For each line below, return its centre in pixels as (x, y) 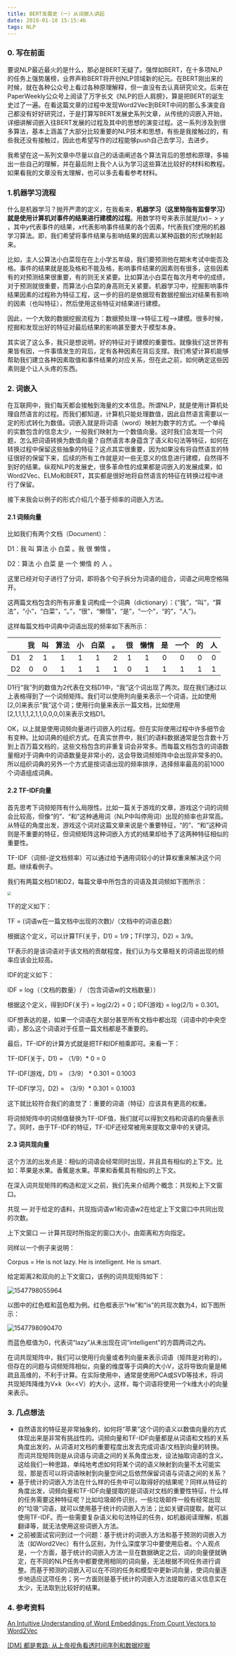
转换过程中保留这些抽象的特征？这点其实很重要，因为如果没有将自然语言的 (115, 449)
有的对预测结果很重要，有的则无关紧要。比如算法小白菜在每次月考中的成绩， (118, 277)
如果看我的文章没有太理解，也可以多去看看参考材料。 (84, 173)
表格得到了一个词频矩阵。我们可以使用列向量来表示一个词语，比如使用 (114, 696)
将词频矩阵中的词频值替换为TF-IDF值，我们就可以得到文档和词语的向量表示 (116, 1118)
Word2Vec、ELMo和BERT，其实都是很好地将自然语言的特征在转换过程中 (112, 475)
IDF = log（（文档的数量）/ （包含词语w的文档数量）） (84, 990)
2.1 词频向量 (25, 517)
